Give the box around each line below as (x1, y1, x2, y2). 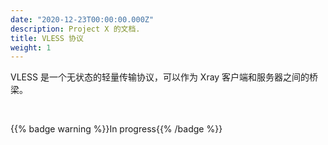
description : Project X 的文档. (10, 24, 141, 34)
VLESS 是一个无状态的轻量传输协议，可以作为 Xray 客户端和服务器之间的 (10, 71, 310, 83)
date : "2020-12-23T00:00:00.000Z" (10, 14, 155, 25)
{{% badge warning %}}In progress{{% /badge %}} (10, 123, 223, 135)
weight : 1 (10, 42, 52, 53)
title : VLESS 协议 (10, 33, 84, 43)
